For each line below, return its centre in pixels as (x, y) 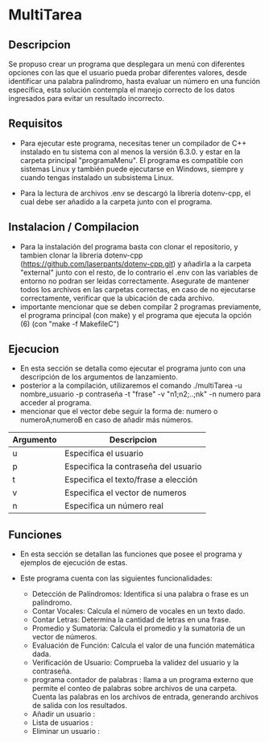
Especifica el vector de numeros (125, 493)
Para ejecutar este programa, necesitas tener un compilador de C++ (133, 143)
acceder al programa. (56, 403)
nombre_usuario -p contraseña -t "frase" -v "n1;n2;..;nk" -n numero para (141, 394)
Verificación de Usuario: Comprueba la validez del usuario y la (135, 663)
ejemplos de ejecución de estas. (74, 563)
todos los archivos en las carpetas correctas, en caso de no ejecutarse (138, 289)
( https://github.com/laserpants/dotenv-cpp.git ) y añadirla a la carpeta (136, 263)
